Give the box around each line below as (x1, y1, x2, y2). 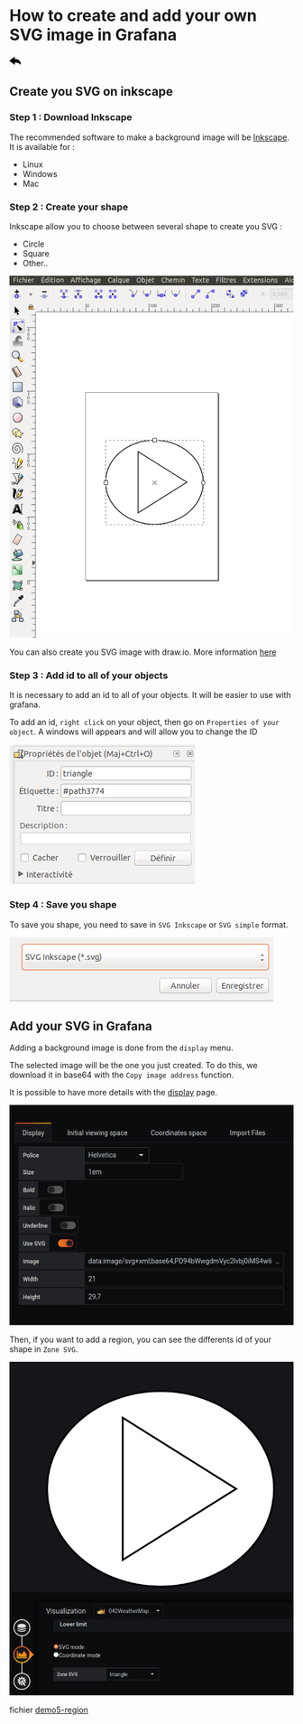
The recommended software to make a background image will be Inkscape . (9, 132, 290, 143)
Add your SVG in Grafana (9, 1018, 153, 1034)
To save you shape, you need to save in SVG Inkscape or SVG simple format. (9, 918, 289, 930)
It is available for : (9, 141, 75, 152)
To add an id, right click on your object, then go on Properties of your (9, 717, 280, 728)
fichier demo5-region (9, 1704, 88, 1716)
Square (22, 247, 50, 258)
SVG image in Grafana (9, 24, 178, 45)
